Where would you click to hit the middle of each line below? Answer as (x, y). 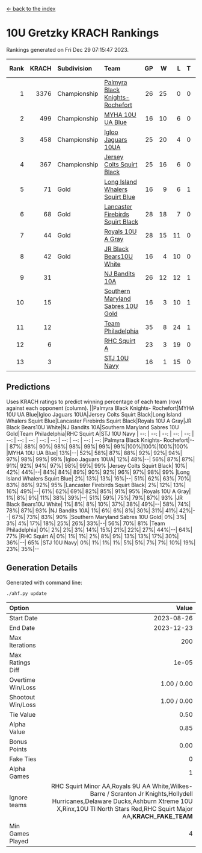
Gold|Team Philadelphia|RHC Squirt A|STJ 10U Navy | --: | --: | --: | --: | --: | (100, 433)
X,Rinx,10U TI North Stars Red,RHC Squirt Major (125, 808)
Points (18, 749)
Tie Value (23, 714)
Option (19, 608)
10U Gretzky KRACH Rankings (83, 33)
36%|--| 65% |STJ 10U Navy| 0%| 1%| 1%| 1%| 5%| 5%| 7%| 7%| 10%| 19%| (101, 543)
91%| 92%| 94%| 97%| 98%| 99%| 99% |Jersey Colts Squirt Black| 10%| (97, 465)
